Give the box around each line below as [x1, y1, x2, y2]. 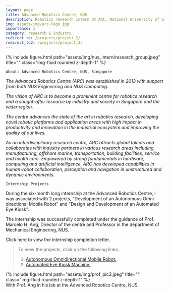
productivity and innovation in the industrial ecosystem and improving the [6, 124, 159, 130]
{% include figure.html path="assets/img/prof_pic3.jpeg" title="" [6, 271, 140, 277]
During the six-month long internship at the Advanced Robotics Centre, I [6, 190, 156, 196]
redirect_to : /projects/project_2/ [6, 36, 81, 41]
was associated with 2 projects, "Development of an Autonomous [6, 195, 142, 202]
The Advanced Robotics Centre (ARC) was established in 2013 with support [6, 78, 163, 84]
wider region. [6, 104, 33, 110]
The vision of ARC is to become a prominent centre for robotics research [6, 93, 157, 99]
